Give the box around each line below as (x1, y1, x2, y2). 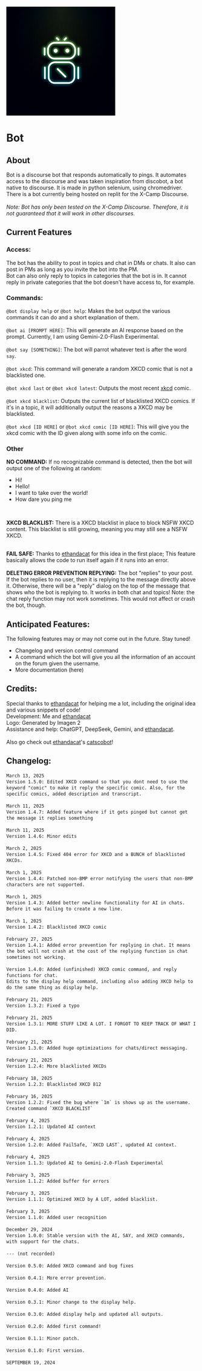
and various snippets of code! (6, 706, 80, 713)
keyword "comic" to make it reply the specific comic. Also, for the (6, 785, 186, 791)
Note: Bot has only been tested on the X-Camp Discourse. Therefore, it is (6, 203, 189, 211)
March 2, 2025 (6, 845, 42, 851)
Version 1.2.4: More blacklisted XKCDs (6, 1063, 107, 1069)
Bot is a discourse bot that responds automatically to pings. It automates (6, 171, 187, 178)
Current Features (6, 227, 73, 238)
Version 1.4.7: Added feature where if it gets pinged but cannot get (6, 809, 188, 815)
